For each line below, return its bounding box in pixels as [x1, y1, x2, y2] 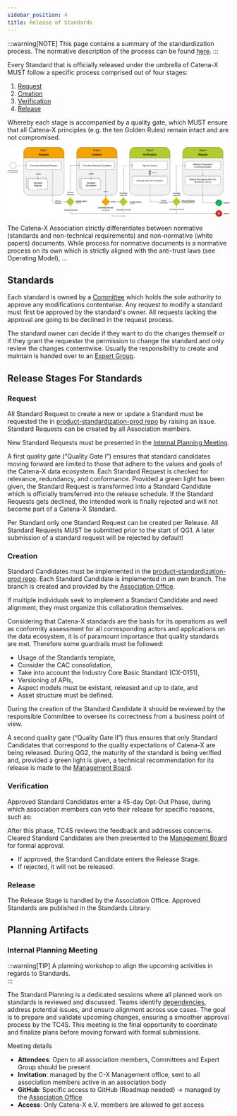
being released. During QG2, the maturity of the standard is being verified [7, 749, 221, 757]
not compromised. [7, 133, 61, 142]
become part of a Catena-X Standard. [7, 505, 117, 513]
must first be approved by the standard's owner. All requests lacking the [7, 308, 217, 316]
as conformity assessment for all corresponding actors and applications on [7, 625, 226, 633]
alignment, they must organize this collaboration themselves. [7, 604, 184, 612]
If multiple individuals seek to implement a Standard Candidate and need [7, 596, 219, 604]
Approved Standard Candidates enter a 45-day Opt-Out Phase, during [7, 797, 212, 806]
